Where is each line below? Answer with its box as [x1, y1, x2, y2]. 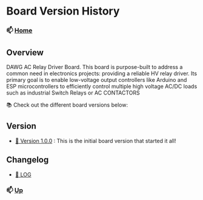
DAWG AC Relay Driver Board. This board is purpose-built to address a [6, 63, 183, 70]
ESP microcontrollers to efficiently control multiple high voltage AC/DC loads [6, 82, 198, 90]
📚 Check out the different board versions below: [6, 101, 128, 108]
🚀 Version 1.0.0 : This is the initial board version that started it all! [15, 137, 177, 144]
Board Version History [6, 4, 120, 18]
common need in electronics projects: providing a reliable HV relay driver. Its [6, 70, 198, 77]
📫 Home [6, 26, 33, 35]
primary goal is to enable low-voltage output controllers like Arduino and [6, 76, 187, 83]
